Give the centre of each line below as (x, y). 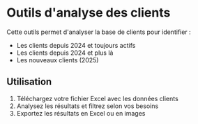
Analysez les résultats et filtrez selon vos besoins (87, 106)
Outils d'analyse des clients (89, 13)
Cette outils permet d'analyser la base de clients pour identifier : (99, 32)
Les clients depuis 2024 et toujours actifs (76, 45)
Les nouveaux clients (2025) (58, 60)
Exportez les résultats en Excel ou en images (81, 113)
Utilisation (29, 82)
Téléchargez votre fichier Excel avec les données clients (97, 98)
